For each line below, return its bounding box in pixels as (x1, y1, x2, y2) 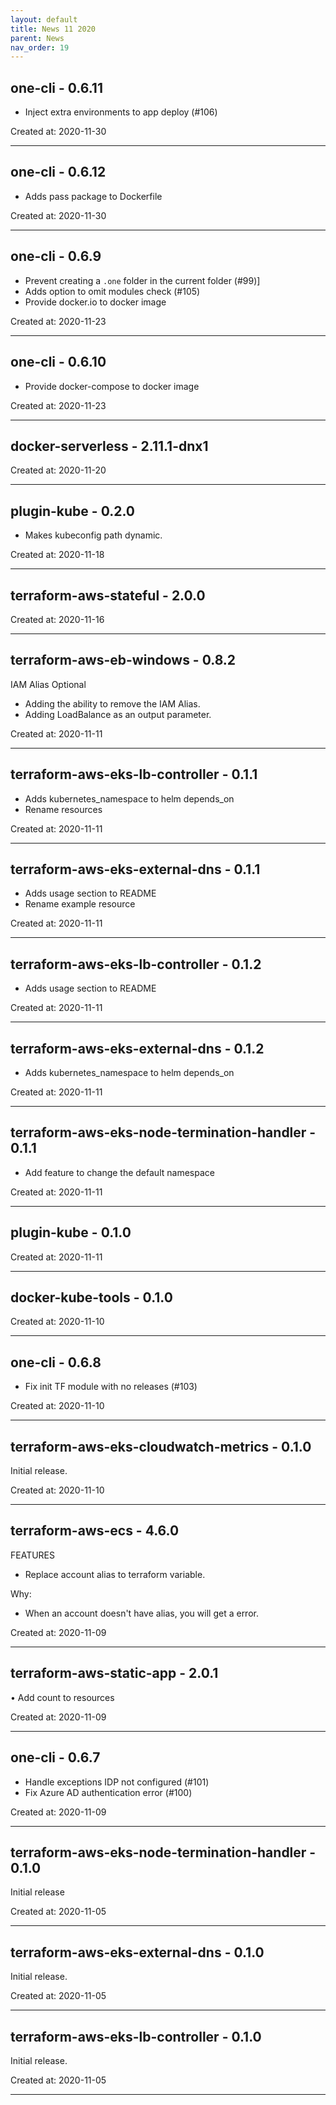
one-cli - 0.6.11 (10, 79, 103, 96)
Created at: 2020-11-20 (10, 464, 107, 476)
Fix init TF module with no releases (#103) (24, 1381, 198, 1393)
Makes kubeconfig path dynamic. (24, 529, 163, 541)
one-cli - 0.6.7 (10, 1749, 101, 1766)
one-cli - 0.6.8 (10, 1354, 102, 1371)
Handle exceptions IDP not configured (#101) (24, 1776, 210, 1788)
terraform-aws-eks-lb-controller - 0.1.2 (10, 956, 262, 973)
